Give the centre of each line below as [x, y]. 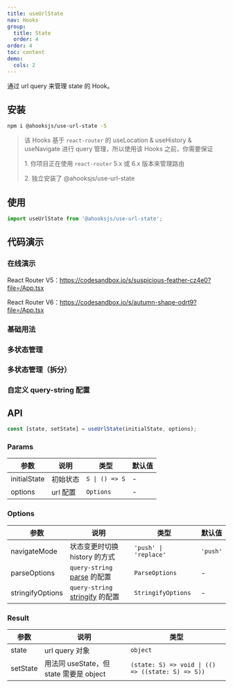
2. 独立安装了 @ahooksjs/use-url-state [79, 178]
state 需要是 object [75, 673]
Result [18, 618]
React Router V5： [34, 280]
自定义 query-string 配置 [49, 390]
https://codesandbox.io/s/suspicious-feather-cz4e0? [135, 280]
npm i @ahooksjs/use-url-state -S [57, 126]
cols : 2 [25, 65]
